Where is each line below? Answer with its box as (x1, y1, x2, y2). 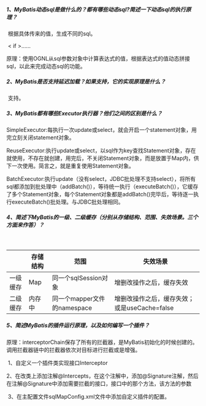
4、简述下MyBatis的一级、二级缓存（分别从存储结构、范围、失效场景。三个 (6, 213, 198, 221)
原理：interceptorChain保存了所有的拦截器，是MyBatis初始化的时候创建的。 (6, 338, 198, 346)
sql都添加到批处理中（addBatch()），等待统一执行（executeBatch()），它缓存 (6, 183, 199, 190)
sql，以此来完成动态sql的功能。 (6, 62, 86, 70)
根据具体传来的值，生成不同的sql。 (7, 29, 96, 37)
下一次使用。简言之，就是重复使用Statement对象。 (6, 162, 135, 169)
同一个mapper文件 (51, 294, 105, 303)
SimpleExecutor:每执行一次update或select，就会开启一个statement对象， (6, 126, 192, 133)
